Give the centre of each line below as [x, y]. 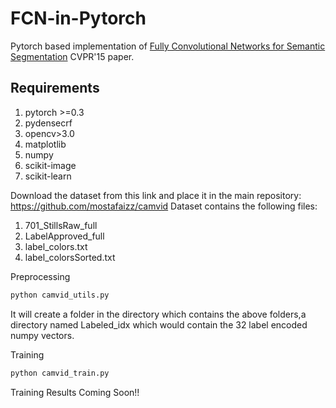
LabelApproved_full [64, 236]
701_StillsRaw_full [61, 225]
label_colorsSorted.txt [70, 257]
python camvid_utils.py [60, 295]
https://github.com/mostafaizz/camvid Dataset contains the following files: [164, 206]
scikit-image [50, 165]
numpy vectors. [42, 335]
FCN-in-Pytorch [78, 18]
